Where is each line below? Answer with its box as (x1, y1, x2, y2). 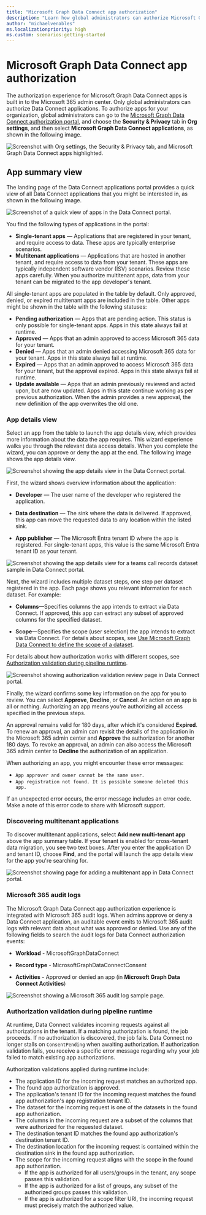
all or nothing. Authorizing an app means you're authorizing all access (6, 703, 183, 710)
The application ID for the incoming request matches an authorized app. (15, 1077, 197, 1085)
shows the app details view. (6, 456, 77, 463)
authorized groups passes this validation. (24, 1189, 129, 1196)
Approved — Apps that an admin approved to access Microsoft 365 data (15, 334, 200, 342)
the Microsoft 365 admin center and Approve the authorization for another (6, 734, 195, 742)
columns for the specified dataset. (15, 616, 102, 623)
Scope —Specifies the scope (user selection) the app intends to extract (15, 628, 195, 635)
